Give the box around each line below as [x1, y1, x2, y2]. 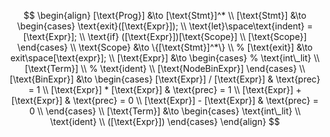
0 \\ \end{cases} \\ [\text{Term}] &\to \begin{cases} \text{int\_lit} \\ [28, 105, 302, 117]
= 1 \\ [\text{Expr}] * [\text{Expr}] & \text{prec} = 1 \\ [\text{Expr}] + [28, 84, 302, 95]
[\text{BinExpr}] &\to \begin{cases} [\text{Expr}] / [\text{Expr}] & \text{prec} [9, 73, 321, 85]
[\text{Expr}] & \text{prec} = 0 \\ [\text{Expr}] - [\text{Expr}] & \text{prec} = [11, 95, 319, 106]
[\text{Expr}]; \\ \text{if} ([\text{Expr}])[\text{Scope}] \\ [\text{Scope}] [23, 31, 307, 42]
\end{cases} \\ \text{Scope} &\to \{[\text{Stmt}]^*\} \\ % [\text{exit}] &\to [16, 41, 314, 53]
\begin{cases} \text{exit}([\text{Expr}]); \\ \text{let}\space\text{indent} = [16, 20, 314, 32]
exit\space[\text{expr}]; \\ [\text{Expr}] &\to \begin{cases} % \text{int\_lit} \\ [10, 52, 320, 64]
